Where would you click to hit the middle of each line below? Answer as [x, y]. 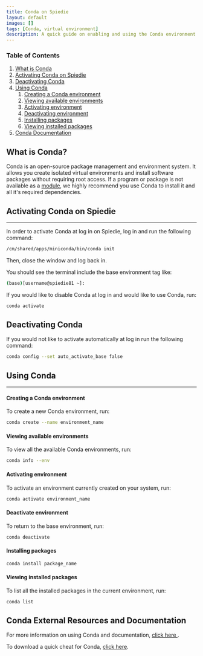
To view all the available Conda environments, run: [69, 450]
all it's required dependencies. [44, 192]
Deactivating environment [56, 114]
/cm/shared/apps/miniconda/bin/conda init [60, 249]
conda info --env [28, 461]
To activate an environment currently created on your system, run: [89, 488]
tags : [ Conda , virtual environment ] [52, 29]
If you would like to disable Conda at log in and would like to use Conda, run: [101, 294]
